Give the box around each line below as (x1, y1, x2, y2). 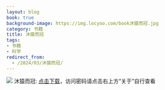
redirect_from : (6, 54, 45, 60)
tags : (6, 37, 20, 43)
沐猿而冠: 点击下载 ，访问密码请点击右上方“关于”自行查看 (13, 77, 156, 85)
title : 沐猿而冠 (6, 32, 44, 38)
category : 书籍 (6, 26, 43, 32)
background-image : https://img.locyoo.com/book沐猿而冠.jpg (6, 20, 159, 26)
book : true (6, 15, 34, 21)
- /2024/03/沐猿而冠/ (12, 60, 63, 66)
